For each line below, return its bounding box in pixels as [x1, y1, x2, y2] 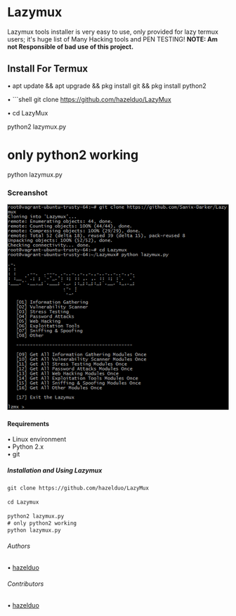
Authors [7, 541, 30, 550]
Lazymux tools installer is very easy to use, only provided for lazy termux [7, 27, 219, 36]
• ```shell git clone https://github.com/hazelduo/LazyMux [7, 95, 172, 103]
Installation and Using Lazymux [7, 466, 103, 475]
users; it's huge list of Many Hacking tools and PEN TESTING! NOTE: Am [7, 34, 218, 43]
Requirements [7, 419, 50, 428]
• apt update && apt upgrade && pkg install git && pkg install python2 [7, 82, 207, 90]
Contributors [7, 579, 44, 588]
